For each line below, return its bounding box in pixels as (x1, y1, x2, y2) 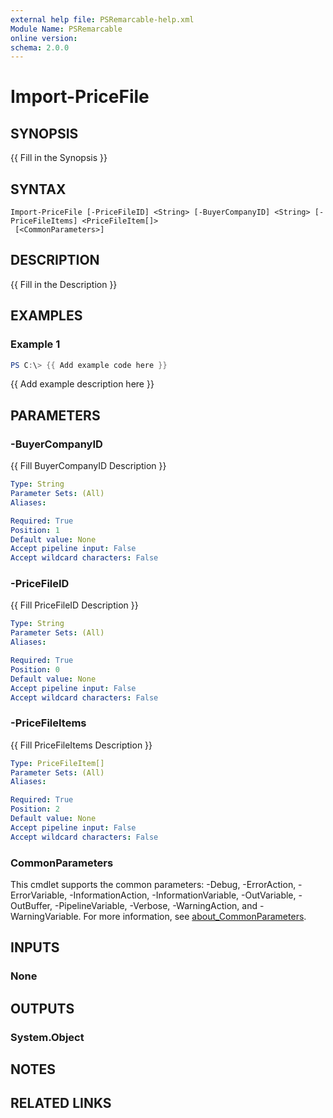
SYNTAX (10, 181, 67, 198)
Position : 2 (10, 804, 60, 815)
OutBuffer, (10, 900, 53, 912)
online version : (10, 33, 78, 43)
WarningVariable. (10, 911, 82, 923)
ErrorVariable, (10, 889, 68, 901)
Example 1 (10, 337, 61, 351)
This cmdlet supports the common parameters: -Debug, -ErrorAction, (10, 879, 297, 891)
